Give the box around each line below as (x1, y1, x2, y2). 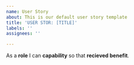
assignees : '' (6, 31, 41, 37)
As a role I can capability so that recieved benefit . (6, 52, 129, 59)
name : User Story (6, 8, 49, 15)
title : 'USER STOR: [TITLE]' (6, 19, 78, 25)
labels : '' (6, 25, 33, 31)
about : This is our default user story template (6, 14, 128, 20)
